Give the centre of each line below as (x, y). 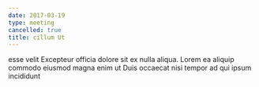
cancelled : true (35, 30)
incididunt (24, 76)
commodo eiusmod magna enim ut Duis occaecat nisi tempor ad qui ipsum (130, 68)
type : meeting (32, 23)
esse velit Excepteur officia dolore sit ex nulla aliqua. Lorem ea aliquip (121, 60)
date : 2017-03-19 (37, 15)
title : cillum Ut (37, 37)
